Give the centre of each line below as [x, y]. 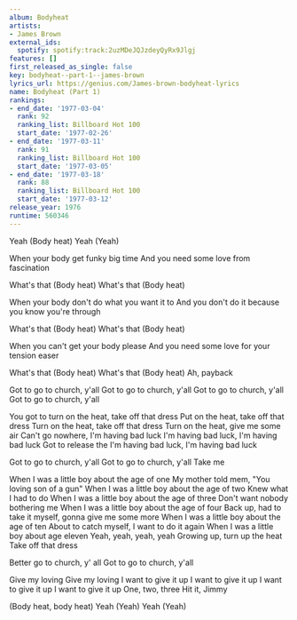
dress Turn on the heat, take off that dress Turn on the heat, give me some [145, 425]
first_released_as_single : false [71, 68]
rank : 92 [33, 116]
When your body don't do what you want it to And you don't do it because [145, 302]
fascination [30, 267]
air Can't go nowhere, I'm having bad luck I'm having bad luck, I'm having [143, 435]
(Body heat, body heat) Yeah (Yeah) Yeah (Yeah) [98, 606]
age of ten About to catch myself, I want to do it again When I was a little [141, 526]
